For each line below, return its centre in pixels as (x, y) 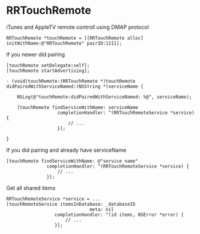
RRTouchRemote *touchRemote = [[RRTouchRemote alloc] (75, 38)
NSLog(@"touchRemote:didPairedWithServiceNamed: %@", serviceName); (105, 97)
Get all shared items (31, 188)
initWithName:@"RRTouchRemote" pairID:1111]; (64, 43)
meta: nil (102, 209)
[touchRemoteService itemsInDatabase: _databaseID (71, 204)
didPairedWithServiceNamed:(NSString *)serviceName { (75, 86)
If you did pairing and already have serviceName (66, 150)
